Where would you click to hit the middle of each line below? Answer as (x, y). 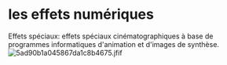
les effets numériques (81, 14)
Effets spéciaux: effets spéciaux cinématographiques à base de (111, 36)
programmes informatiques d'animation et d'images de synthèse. (114, 44)
